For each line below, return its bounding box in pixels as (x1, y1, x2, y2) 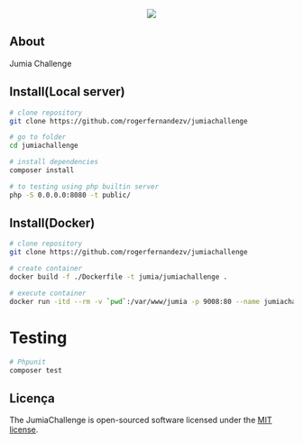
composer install (9, 166, 75, 175)
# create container (9, 264, 83, 273)
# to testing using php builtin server (9, 181, 160, 191)
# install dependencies (9, 158, 99, 167)
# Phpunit (9, 357, 47, 366)
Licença (9, 391, 56, 406)
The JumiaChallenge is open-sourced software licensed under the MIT (9, 415, 272, 426)
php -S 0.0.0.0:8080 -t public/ (9, 190, 131, 199)
